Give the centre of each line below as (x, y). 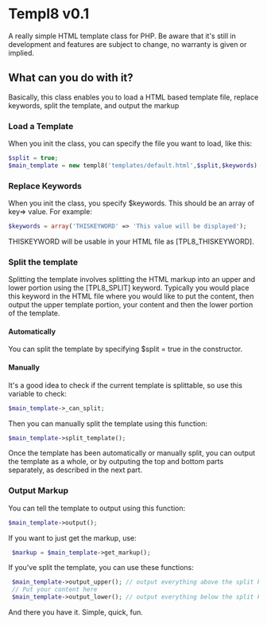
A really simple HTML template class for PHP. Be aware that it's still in (122, 36)
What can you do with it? (71, 78)
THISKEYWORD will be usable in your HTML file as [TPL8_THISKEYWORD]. (131, 241)
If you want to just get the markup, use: (72, 537)
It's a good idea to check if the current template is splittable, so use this (125, 385)
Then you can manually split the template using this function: (108, 424)
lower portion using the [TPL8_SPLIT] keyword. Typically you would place (129, 288)
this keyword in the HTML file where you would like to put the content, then (131, 296)
